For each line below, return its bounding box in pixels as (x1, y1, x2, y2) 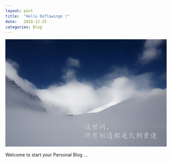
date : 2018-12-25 (5, 19, 47, 24)
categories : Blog (5, 25, 42, 30)
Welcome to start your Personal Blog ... (5, 151, 88, 158)
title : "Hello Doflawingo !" (5, 13, 70, 19)
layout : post (5, 8, 33, 13)
